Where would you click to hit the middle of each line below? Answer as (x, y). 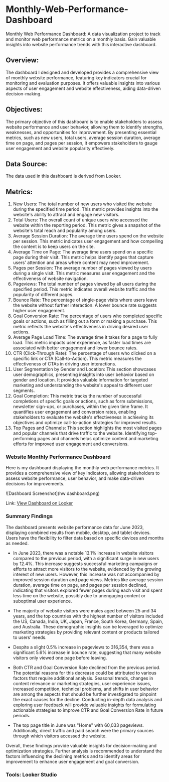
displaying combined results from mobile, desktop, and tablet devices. (78, 533)
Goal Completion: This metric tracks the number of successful (77, 396)
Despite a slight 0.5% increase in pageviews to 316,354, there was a (83, 647)
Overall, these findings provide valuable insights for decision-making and (81, 745)
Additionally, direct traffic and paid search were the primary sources (83, 730)
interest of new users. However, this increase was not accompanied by (86, 574)
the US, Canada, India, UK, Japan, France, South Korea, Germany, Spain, (88, 621)
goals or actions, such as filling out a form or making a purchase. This (85, 321)
